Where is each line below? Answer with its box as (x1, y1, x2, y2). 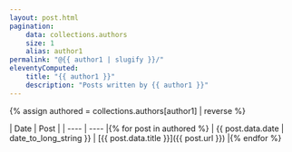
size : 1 (25, 38, 54, 48)
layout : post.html (9, 13, 79, 23)
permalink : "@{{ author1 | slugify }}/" (9, 55, 165, 64)
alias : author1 (25, 47, 83, 56)
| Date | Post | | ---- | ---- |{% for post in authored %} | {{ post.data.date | (9, 123, 284, 134)
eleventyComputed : (9, 64, 79, 73)
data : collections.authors (25, 30, 128, 39)
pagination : (9, 22, 54, 31)
